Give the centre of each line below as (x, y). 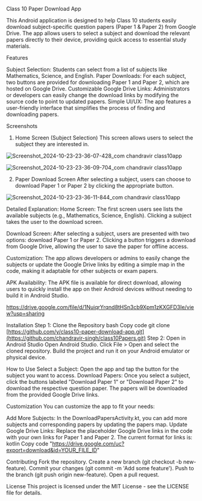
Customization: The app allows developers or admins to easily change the (98, 258)
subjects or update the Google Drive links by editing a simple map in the (96, 264)
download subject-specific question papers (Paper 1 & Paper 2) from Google (101, 27)
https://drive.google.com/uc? (88, 444)
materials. (19, 46)
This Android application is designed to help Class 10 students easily (91, 20)
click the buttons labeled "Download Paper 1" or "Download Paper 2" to (95, 382)
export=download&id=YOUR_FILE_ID (52, 450)
